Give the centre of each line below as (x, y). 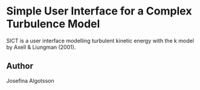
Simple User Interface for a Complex (99, 11)
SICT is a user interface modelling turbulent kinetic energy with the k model (100, 40)
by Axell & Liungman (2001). (41, 47)
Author (20, 66)
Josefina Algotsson (30, 80)
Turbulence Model (53, 24)
